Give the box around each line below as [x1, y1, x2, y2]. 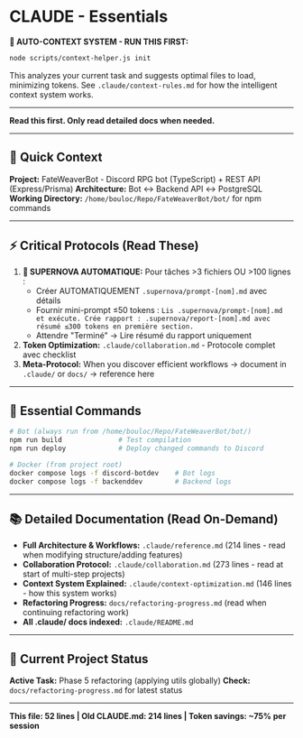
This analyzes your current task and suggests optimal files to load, [9, 69, 256, 80]
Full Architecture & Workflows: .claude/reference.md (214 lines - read [22, 540, 286, 551]
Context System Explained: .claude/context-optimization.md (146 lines [22, 578, 292, 589]
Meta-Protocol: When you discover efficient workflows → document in [22, 359, 287, 370]
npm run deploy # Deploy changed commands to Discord [9, 444, 264, 453]
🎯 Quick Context [9, 150, 103, 165]
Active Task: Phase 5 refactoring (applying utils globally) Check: [9, 675, 251, 687]
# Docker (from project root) [9, 460, 124, 469]
